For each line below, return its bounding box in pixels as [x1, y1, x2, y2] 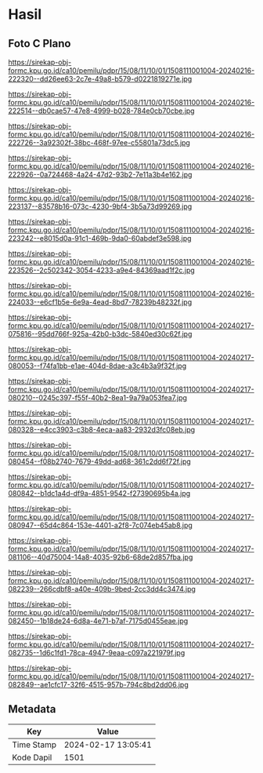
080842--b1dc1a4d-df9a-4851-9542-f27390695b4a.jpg [8, 489, 191, 498]
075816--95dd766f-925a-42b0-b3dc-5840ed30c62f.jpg [8, 330, 193, 338]
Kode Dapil [12, 752, 52, 763]
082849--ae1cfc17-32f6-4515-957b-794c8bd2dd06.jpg [8, 680, 189, 689]
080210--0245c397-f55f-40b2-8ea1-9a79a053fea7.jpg [8, 393, 188, 402]
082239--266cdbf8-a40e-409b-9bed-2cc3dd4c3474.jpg [8, 585, 196, 593]
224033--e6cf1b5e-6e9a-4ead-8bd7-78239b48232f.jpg [8, 297, 193, 307]
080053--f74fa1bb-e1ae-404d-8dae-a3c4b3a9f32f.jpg [8, 361, 186, 370]
